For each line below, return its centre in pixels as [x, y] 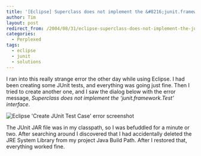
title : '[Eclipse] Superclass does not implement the [75, 12]
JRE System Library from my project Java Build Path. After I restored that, [97, 140]
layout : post [22, 23]
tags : [13, 45]
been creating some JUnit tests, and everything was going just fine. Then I [98, 85]
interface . [18, 104]
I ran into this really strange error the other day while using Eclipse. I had [96, 79]
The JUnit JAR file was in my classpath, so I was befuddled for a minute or [98, 127]
